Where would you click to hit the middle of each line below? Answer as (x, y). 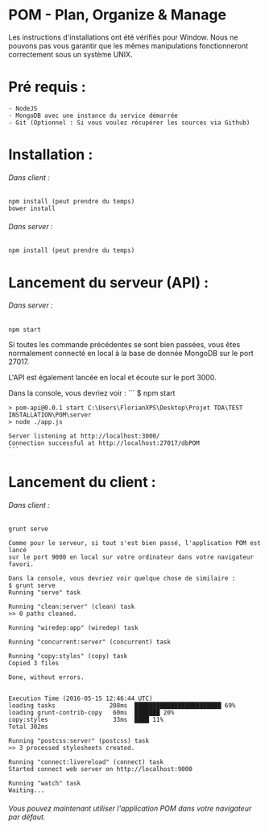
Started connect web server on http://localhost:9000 (101, 769)
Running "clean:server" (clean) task (72, 607)
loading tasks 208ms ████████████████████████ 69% (122, 706)
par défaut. (27, 816)
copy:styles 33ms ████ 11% (86, 720)
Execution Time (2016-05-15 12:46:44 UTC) (81, 699)
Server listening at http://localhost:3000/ (84, 436)
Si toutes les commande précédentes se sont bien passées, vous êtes (124, 344)
